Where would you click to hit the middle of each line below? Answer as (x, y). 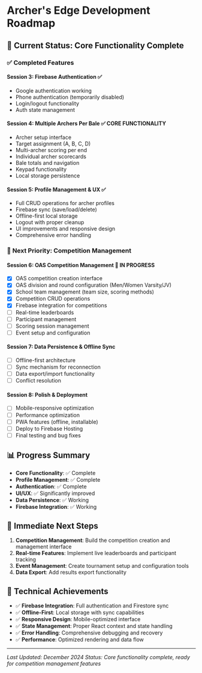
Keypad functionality (41, 169)
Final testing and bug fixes (48, 435)
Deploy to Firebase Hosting (49, 428)
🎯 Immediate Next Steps (52, 526)
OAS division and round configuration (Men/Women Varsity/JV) (94, 285)
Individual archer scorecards (51, 156)
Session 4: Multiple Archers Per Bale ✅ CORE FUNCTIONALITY (87, 123)
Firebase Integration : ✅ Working (56, 506)
